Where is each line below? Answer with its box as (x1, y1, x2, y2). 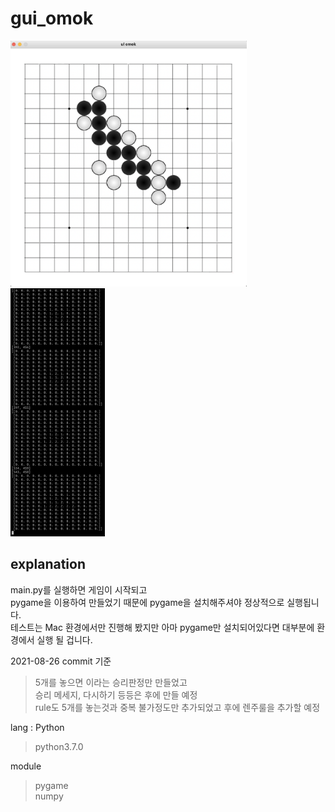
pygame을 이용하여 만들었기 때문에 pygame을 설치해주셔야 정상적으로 (10, 596, 285, 608)
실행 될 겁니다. (36, 633, 93, 646)
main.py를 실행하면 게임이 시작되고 (10, 583, 148, 596)
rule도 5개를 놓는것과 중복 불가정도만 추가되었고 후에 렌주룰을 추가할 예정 (34, 701, 321, 713)
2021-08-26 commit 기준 (10, 655, 112, 667)
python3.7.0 (34, 740, 84, 752)
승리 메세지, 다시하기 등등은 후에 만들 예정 (34, 688, 198, 701)
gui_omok (10, 7, 94, 30)
